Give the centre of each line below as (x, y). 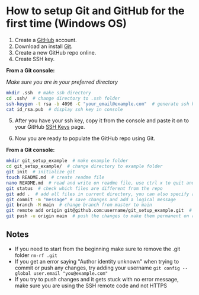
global (23, 273)
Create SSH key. (35, 59)
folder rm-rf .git (36, 255)
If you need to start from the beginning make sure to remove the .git (97, 249)
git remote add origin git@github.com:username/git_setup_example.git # (99, 211)
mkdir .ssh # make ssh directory (49, 93)
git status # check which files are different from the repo (84, 188)
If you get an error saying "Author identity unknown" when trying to (97, 261)
